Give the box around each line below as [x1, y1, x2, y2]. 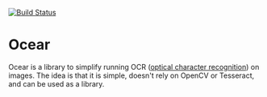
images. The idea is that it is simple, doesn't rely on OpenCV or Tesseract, [8, 71, 255, 80]
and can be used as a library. [8, 79, 105, 88]
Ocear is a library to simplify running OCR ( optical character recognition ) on [8, 62, 260, 71]
